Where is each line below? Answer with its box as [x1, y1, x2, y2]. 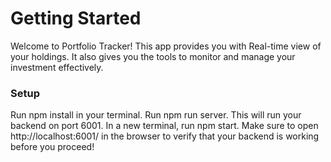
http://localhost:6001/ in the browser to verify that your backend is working [10, 130, 320, 142]
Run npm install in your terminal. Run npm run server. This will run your [10, 109, 302, 121]
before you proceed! [10, 141, 95, 153]
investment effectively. [10, 61, 104, 73]
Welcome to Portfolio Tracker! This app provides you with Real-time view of [10, 40, 322, 52]
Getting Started [10, 7, 142, 30]
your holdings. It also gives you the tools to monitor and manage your [10, 50, 296, 62]
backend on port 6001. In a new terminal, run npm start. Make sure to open [10, 120, 319, 132]
